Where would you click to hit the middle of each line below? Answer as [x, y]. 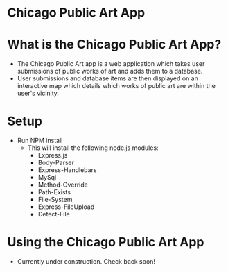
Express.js [53, 155]
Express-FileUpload [66, 207]
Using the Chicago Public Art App [106, 243]
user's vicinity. [38, 93]
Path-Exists [54, 192]
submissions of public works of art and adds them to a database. [110, 71]
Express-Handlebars [67, 170]
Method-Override [63, 185]
